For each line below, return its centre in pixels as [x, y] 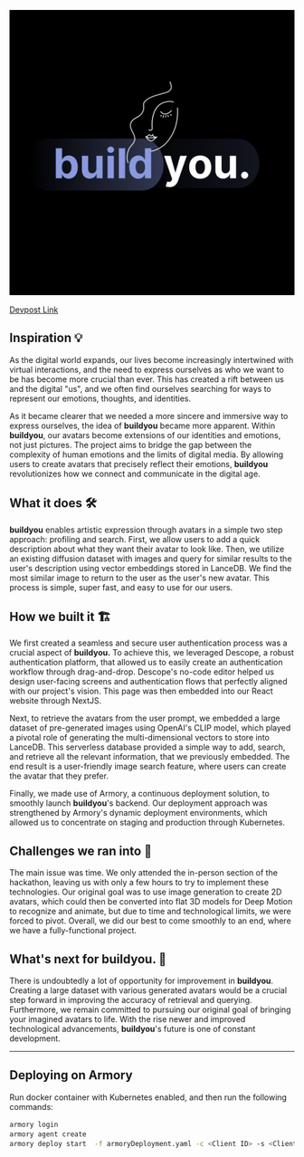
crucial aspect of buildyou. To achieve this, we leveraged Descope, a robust [152, 653]
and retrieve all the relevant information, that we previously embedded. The [150, 757]
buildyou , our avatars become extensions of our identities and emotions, [145, 435]
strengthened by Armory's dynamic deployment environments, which [139, 813]
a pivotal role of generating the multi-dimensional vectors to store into [139, 738]
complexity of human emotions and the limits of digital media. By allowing [147, 454]
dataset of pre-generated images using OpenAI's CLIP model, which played [150, 728]
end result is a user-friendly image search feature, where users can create [148, 767]
